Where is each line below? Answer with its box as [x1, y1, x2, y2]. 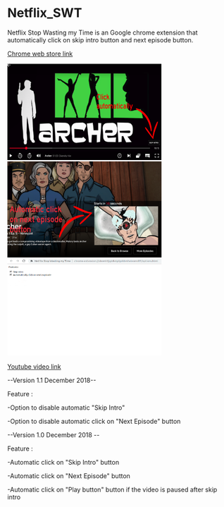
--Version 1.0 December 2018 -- [7, 431, 100, 439]
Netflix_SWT [7, 5, 82, 21]
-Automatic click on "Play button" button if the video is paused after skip [7, 485, 218, 494]
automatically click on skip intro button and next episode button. [7, 35, 194, 44]
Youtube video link [7, 362, 61, 371]
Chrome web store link [7, 49, 73, 58]
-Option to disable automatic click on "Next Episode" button [7, 417, 181, 426]
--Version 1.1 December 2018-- [7, 376, 97, 385]
